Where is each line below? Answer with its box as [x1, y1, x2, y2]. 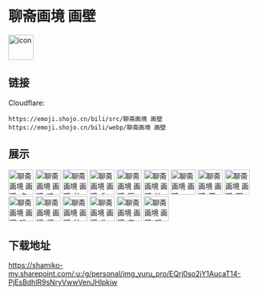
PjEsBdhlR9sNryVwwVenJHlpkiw [8, 277, 118, 287]
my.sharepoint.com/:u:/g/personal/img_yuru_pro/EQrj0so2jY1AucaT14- [8, 269, 241, 279]
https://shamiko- [8, 261, 63, 270]
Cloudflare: [8, 98, 46, 107]
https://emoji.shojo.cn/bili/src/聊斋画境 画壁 [8, 115, 163, 123]
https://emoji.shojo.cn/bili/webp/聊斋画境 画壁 [8, 123, 167, 131]
